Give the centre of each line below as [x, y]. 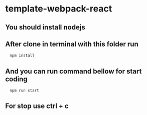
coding [16, 79]
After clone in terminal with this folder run [72, 44]
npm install [22, 55]
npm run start [24, 90]
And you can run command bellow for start [73, 71]
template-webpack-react [59, 9]
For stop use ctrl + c [37, 106]
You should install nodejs [45, 27]
